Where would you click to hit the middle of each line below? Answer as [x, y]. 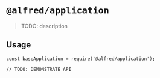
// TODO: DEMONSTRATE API [39, 69]
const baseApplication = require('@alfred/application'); [81, 59]
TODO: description [44, 26]
